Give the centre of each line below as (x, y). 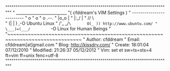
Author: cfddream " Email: (113, 39)
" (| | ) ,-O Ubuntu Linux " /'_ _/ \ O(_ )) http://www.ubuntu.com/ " (81, 23)
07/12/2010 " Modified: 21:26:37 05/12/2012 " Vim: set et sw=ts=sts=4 (79, 50)
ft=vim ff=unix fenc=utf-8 (32, 55)
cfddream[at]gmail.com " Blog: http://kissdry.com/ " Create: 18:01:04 (77, 45)
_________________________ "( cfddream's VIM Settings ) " (73, 13)
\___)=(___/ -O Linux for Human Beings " (58, 29)
